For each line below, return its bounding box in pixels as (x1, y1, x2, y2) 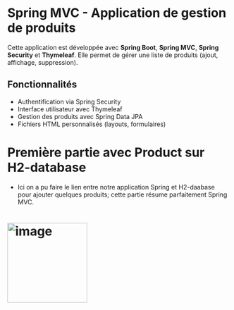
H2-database (7, 159, 87, 175)
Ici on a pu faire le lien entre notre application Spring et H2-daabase (17, 182, 215, 191)
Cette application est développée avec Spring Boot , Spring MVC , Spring (7, 43, 219, 51)
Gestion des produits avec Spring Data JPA (17, 112, 143, 120)
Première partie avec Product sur (7, 144, 205, 160)
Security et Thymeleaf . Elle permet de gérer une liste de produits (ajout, (7, 51, 218, 59)
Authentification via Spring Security (17, 97, 121, 106)
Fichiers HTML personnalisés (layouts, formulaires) (17, 120, 166, 128)
